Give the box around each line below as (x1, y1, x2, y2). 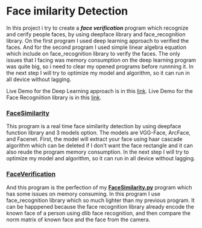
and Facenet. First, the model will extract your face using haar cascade (6, 135, 183, 143)
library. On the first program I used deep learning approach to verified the (6, 37, 189, 44)
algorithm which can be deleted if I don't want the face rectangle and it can (6, 142, 193, 149)
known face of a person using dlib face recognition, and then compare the (6, 209, 191, 217)
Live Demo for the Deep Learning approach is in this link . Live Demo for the (6, 87, 193, 94)
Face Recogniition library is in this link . (6, 94, 101, 101)
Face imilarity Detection (6, 4, 128, 18)
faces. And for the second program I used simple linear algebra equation (6, 44, 187, 51)
